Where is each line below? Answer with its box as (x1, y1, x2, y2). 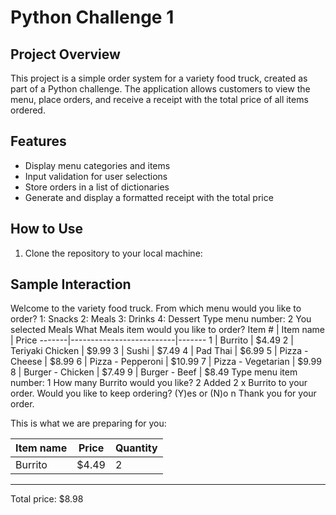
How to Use (10, 221, 84, 238)
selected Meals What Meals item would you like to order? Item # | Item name (10, 324, 325, 336)
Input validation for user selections (24, 170, 168, 182)
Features (10, 133, 67, 150)
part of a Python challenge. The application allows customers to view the (10, 83, 311, 95)
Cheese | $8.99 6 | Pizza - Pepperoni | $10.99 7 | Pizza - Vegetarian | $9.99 (10, 356, 322, 368)
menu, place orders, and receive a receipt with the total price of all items (10, 94, 309, 105)
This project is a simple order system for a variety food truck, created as (10, 72, 308, 84)
